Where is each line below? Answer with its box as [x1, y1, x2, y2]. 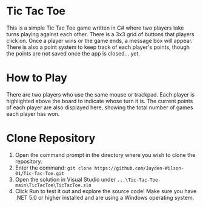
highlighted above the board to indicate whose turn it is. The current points [6, 97, 193, 104]
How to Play [6, 71, 68, 85]
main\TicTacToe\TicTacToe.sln [15, 182, 92, 188]
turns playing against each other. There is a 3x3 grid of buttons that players [6, 30, 195, 37]
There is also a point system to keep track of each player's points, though [6, 43, 190, 51]
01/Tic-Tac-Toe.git [15, 170, 65, 176]
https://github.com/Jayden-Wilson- [94, 165, 184, 171]
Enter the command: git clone [15, 164, 92, 171]
